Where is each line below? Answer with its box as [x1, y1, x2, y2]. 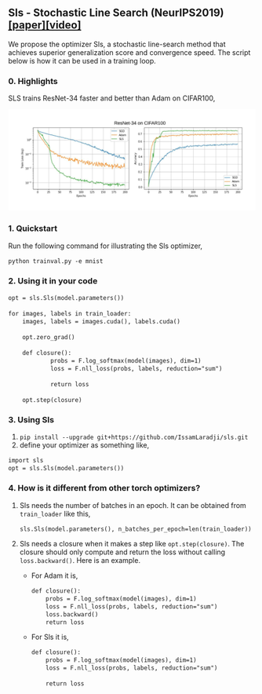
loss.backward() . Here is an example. [19, 555, 141, 564]
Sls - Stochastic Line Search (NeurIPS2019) [8, 6, 225, 20]
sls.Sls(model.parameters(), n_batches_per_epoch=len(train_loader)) [19, 525, 253, 533]
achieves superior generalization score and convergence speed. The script [8, 47, 251, 57]
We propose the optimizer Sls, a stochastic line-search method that [8, 39, 226, 49]
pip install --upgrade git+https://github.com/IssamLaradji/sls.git [19, 433, 249, 442]
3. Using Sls [8, 414, 55, 425]
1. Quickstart [8, 223, 58, 234]
